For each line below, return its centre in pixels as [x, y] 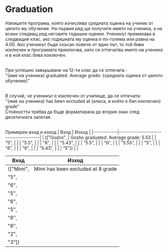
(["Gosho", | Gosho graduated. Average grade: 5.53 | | [101, 137]
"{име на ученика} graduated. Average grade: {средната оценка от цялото [84, 75]
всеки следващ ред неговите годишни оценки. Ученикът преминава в [80, 34]
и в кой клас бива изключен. [36, 55]
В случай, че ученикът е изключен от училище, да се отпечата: [73, 96]
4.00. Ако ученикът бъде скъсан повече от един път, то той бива [75, 44]
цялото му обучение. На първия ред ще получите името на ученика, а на [84, 28]
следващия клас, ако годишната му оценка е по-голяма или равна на [80, 39]
